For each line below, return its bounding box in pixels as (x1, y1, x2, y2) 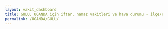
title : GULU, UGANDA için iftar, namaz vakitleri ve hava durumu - (5, 12, 149, 17)
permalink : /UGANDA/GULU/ (5, 16, 59, 21)
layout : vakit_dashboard (5, 7, 57, 12)
